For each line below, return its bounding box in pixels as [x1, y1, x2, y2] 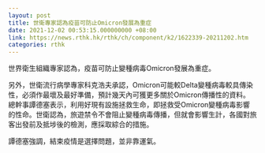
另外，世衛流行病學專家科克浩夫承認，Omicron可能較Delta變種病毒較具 [8, 80, 240, 90]
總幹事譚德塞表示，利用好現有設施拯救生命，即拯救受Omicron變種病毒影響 [8, 100, 251, 110]
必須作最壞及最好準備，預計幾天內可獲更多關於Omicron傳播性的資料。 [21, 90, 251, 99]
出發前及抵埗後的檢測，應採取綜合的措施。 [14, 120, 154, 129]
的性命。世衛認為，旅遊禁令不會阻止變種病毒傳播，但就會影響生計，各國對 [8, 110, 250, 119]
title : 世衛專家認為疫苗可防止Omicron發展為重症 [8, 19, 152, 27]
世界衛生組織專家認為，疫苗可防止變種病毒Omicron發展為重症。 [8, 64, 216, 73]
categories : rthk [8, 41, 65, 49]
